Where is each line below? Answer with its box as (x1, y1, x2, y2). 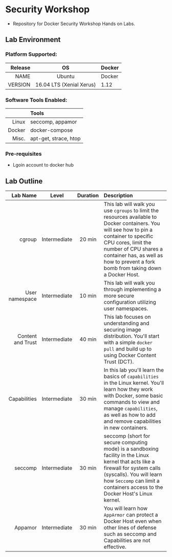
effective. (103, 543, 126, 550)
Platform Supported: (5, 51, 57, 58)
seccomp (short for (103, 432, 150, 440)
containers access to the (103, 484, 163, 491)
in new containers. (103, 424, 148, 431)
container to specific (103, 233, 154, 240)
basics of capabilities (103, 373, 159, 380)
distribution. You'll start (103, 333, 160, 340)
